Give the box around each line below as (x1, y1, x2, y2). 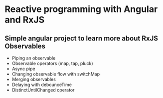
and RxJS (4, 14, 45, 25)
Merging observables (11, 76, 56, 82)
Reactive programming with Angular (4, 3, 158, 15)
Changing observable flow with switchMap (11, 71, 100, 77)
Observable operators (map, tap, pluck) (11, 60, 93, 66)
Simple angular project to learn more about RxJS (4, 34, 158, 42)
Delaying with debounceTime (11, 81, 72, 87)
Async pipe (11, 66, 35, 71)
